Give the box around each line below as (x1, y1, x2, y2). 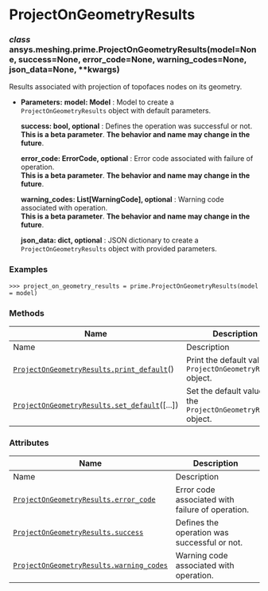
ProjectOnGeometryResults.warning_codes (13, 561, 168, 570)
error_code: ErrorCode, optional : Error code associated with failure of (20, 154, 254, 164)
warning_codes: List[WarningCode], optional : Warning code (20, 195, 225, 204)
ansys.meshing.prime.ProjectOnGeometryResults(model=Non (9, 44, 257, 55)
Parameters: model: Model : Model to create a (20, 97, 174, 107)
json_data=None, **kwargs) (9, 64, 120, 75)
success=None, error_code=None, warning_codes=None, (17, 54, 247, 65)
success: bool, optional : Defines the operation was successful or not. (20, 121, 253, 131)
